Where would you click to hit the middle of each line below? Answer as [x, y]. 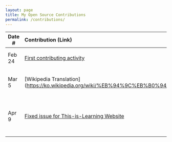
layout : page [19, 10]
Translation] [66, 79]
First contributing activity [55, 58]
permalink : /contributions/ [35, 19]
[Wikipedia [38, 79]
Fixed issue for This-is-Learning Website [74, 116]
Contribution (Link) [48, 40]
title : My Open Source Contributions [46, 15]
